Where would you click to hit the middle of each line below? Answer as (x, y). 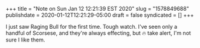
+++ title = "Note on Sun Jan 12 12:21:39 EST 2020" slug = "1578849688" (98, 9)
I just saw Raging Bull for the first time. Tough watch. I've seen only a (92, 27)
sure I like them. (26, 40)
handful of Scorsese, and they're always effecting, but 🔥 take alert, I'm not (98, 33)
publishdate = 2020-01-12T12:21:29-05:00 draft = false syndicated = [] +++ (100, 15)
